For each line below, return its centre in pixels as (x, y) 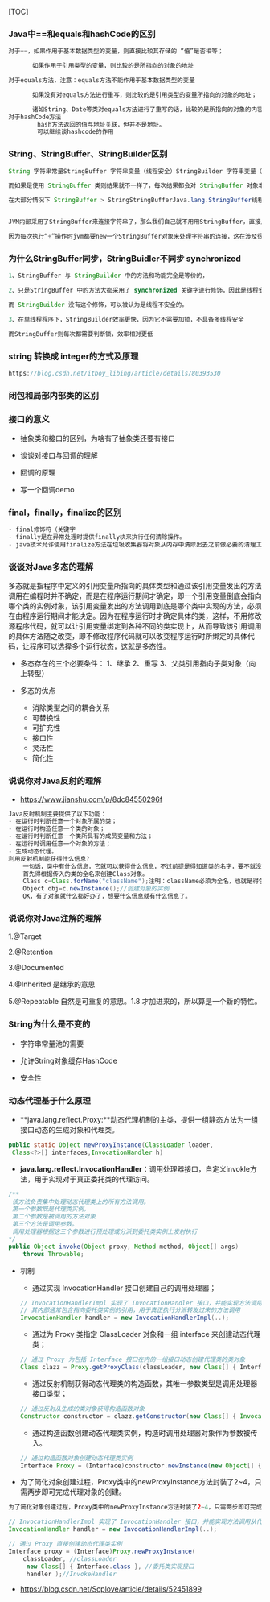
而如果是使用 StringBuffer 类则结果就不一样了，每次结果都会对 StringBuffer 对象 (133, 186)
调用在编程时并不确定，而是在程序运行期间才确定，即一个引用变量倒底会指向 (135, 596)
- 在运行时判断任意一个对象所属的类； (63, 821)
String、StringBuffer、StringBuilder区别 (88, 154)
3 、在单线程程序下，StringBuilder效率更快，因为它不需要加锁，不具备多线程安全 (126, 319)
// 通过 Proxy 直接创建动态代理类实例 (65, 1544)
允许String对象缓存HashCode (69, 1060)
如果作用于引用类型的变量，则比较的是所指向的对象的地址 (113, 66)
